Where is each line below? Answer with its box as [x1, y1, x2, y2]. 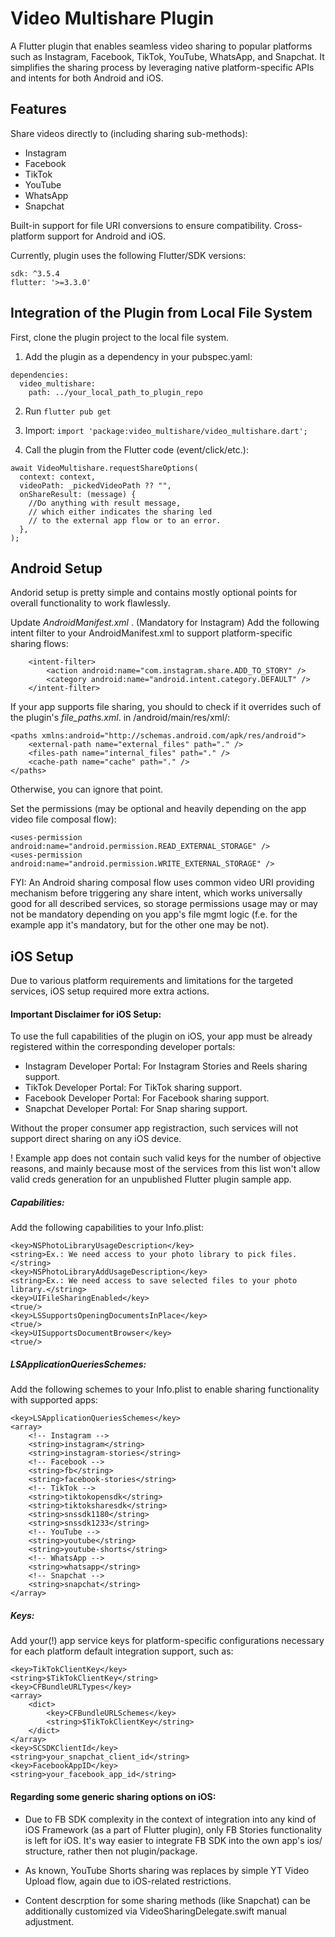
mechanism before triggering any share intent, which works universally [10, 887, 303, 899]
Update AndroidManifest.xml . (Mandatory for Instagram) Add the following [10, 617, 320, 629]
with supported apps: [10, 1394, 98, 1406]
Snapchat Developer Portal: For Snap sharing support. [24, 1103, 248, 1115]
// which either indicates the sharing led [28, 507, 213, 517]
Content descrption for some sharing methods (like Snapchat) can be [24, 1894, 311, 1906]
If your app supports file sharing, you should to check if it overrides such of [10, 701, 322, 713]
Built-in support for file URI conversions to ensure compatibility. [10, 219, 272, 231]
